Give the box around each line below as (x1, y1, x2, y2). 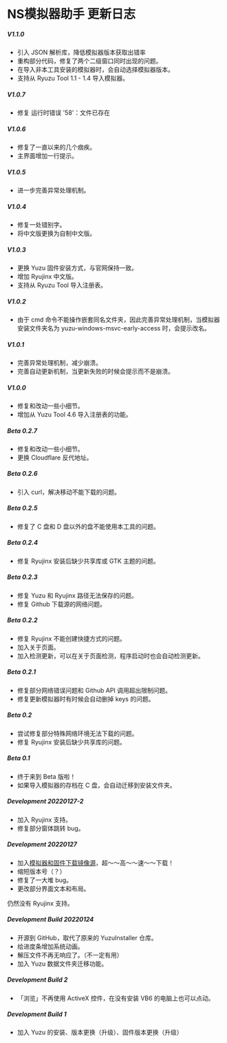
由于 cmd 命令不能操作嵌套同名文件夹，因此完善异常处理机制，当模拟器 (17, 315, 220, 324)
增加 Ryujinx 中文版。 (17, 272, 78, 280)
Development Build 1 (7, 1010, 67, 1018)
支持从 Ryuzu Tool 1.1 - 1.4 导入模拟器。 (17, 74, 129, 83)
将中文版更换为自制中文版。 (17, 229, 96, 238)
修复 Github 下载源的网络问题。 (17, 599, 107, 608)
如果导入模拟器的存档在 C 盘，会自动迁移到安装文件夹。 (17, 781, 176, 789)
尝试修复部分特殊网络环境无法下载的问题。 (17, 729, 138, 737)
